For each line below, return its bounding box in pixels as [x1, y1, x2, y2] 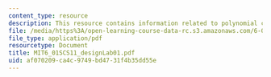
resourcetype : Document [8, 42, 89, 50]
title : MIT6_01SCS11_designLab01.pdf [8, 49, 135, 57]
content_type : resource [8, 11, 89, 20]
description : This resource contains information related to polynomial [8, 19, 258, 27]
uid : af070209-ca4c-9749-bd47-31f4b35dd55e [8, 57, 157, 65]
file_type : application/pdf [8, 34, 103, 43]
